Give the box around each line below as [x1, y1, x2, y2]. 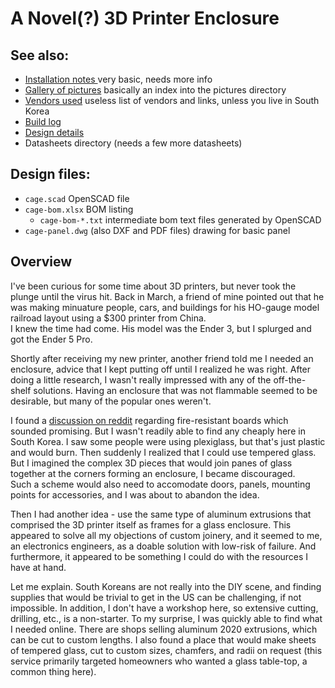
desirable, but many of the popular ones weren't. [10, 395, 212, 407]
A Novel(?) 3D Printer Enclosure [10, 7, 280, 30]
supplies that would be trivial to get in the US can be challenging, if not [10, 591, 302, 603]
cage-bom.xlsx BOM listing [24, 203, 134, 215]
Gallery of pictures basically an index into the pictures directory [24, 84, 287, 96]
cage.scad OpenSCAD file [24, 192, 130, 204]
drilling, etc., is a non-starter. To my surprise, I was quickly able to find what [10, 612, 323, 624]
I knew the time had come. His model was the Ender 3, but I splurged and [10, 322, 312, 334]
